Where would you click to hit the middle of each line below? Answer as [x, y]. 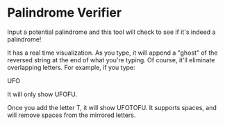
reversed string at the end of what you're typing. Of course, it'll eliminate [111, 60]
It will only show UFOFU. [42, 94]
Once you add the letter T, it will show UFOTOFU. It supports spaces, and [112, 107]
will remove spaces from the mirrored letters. [72, 115]
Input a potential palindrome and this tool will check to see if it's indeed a [111, 32]
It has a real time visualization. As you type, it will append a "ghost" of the [112, 53]
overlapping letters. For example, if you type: [71, 67]
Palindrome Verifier [65, 13]
